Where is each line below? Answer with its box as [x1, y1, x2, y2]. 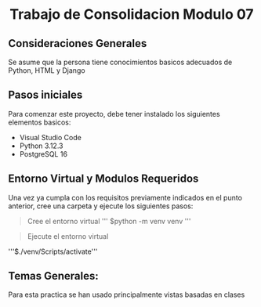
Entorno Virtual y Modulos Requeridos [8, 172, 199, 186]
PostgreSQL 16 [19, 149, 68, 158]
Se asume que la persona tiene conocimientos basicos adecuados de [8, 57, 233, 67]
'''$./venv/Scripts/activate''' [8, 247, 98, 256]
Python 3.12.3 [19, 141, 63, 150]
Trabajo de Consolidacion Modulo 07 [9, 5, 254, 23]
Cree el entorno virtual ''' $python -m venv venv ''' [27, 216, 191, 226]
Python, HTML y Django [8, 66, 85, 75]
